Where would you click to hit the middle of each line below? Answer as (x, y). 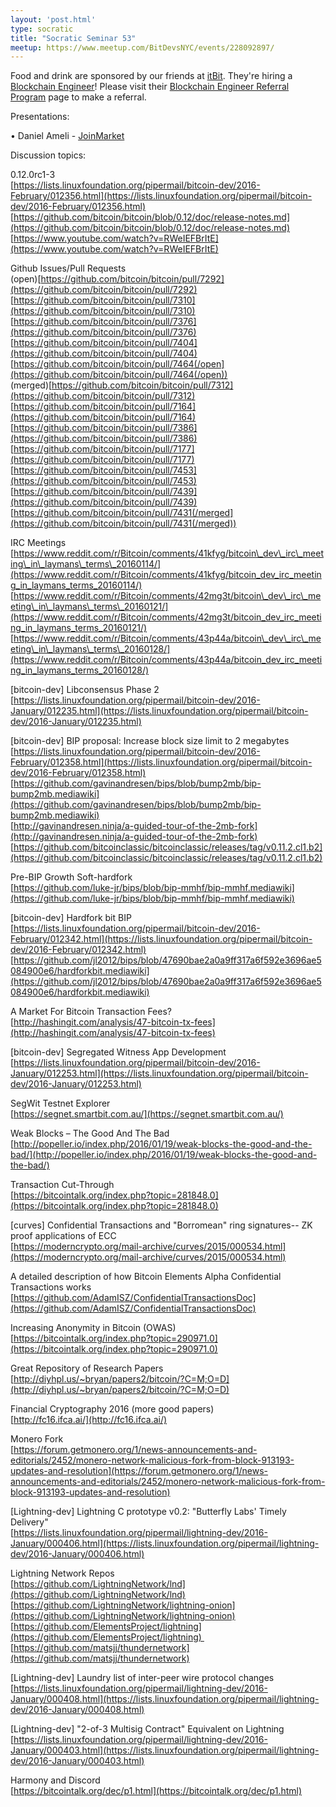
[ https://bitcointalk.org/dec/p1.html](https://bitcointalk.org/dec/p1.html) (156, 1791)
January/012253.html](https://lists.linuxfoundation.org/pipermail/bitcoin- (159, 1073)
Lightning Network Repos (62, 1573)
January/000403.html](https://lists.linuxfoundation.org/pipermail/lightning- (165, 1750)
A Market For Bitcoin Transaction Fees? (91, 1012)
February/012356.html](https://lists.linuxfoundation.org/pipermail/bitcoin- (161, 196)
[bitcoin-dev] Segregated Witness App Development (118, 1052)
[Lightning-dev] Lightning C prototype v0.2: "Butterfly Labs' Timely (148, 1512)
